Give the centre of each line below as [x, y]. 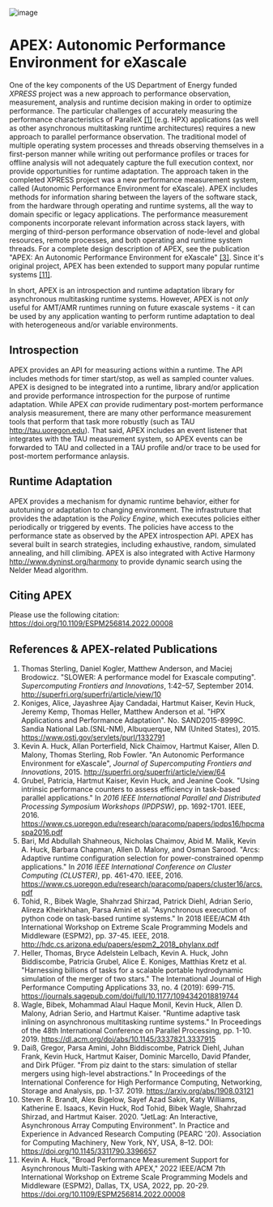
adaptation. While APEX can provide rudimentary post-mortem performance [136, 404]
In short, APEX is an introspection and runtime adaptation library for [122, 290]
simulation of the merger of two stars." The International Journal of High [141, 979]
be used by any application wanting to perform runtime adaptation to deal [132, 316]
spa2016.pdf [42, 832]
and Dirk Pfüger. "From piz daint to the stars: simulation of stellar [129, 1065]
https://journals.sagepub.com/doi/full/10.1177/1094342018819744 [130, 996]
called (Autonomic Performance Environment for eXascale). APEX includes [134, 188]
